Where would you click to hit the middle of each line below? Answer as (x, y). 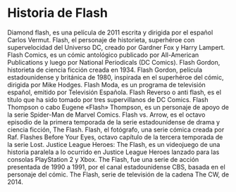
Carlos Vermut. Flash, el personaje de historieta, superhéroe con (101, 39)
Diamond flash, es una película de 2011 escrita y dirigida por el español (110, 32)
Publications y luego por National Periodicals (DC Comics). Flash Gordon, (114, 62)
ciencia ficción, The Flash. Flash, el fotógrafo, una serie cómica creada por (116, 129)
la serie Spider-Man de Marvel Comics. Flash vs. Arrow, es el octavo (106, 115)
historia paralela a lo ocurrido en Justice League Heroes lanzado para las (113, 152)
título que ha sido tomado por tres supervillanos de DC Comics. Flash (108, 99)
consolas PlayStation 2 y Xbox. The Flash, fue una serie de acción (103, 159)
